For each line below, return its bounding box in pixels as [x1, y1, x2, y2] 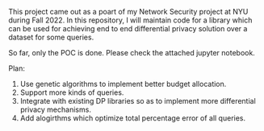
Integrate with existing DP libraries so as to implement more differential [19, 96, 256, 105]
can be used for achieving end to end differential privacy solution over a [8, 24, 248, 33]
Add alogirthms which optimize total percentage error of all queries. [19, 113, 246, 123]
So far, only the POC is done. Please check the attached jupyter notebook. [8, 48, 256, 57]
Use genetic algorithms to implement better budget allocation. [19, 80, 227, 88]
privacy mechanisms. [19, 104, 91, 114]
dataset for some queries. [8, 32, 94, 42]
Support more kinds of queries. [19, 88, 124, 97]
